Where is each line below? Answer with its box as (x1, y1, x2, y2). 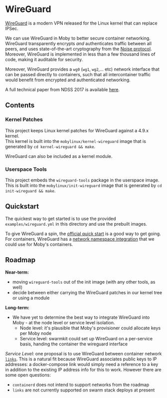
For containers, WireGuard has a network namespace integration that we (5, 236, 155, 242)
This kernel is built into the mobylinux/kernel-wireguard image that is (5, 138, 146, 144)
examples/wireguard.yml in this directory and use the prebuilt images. (5, 221, 148, 227)
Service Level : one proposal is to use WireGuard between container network (5, 350, 162, 356)
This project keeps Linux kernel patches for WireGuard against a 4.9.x (5, 127, 149, 133)
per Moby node (19, 330, 52, 336)
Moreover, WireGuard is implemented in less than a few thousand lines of (5, 51, 156, 57)
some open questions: (5, 372, 51, 378)
